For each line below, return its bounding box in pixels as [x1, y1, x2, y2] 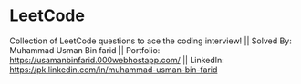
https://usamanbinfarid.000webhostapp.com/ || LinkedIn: [9, 54, 225, 65]
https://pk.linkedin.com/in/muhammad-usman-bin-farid [9, 64, 218, 75]
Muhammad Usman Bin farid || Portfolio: [9, 44, 161, 55]
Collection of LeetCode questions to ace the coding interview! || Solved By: [9, 35, 292, 46]
